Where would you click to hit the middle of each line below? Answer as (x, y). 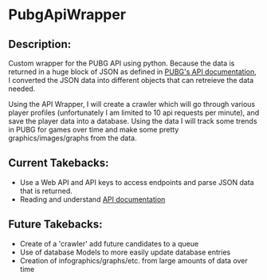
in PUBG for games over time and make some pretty (94, 130)
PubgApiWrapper (67, 15)
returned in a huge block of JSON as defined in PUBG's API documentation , (132, 72)
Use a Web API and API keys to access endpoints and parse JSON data (137, 182)
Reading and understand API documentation (92, 199)
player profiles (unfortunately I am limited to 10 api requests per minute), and (134, 112)
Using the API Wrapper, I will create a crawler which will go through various (132, 104)
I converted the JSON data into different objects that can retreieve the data (131, 80)
